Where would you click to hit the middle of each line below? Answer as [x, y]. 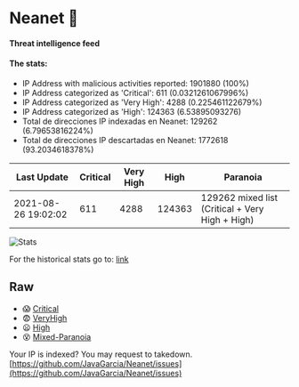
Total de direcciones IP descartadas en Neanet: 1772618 [125, 140]
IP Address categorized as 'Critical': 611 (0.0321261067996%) [135, 93]
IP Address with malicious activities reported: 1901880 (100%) [135, 83]
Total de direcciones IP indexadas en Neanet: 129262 [120, 121]
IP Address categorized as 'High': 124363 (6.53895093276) [132, 111]
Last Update [43, 177]
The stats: [28, 64]
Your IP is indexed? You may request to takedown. [101, 354]
